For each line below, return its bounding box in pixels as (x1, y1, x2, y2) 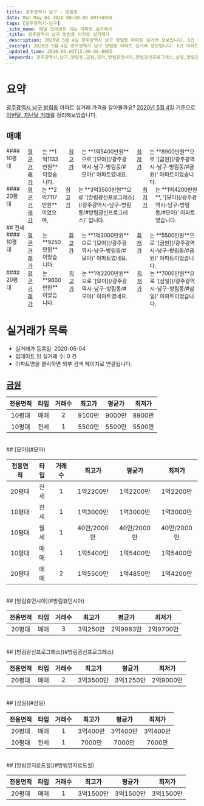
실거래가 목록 (6, 324, 68, 338)
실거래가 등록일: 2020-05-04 (15, 345, 86, 352)
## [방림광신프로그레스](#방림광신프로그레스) (6, 648, 114, 656)
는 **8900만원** (149, 148, 190, 155)
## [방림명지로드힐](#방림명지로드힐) (6, 762, 95, 769)
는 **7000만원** (149, 270, 190, 277)
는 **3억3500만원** (78, 186, 127, 194)
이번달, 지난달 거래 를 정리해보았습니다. (6, 111, 97, 119)
